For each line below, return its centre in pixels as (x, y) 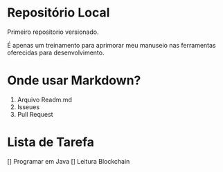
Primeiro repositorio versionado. (53, 32)
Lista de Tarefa (51, 142)
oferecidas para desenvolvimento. (56, 52)
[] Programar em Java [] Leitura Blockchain (69, 161)
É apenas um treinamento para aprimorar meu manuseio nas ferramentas (111, 45)
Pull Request (35, 114)
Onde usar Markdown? (74, 80)
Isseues (28, 107)
